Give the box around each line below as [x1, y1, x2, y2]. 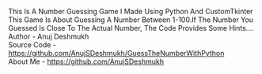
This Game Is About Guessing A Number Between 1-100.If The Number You [8, 15, 254, 24]
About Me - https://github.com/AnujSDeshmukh [8, 57, 165, 66]
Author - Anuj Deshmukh [8, 31, 89, 41]
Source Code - [8, 40, 57, 50]
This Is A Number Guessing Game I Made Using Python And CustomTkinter [8, 7, 253, 16]
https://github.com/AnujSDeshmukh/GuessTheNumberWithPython [8, 49, 225, 57]
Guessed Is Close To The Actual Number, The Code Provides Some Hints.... [8, 24, 255, 32]
